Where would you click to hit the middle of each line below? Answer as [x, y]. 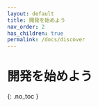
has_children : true [35, 33]
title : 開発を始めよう [36, 20]
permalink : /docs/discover [46, 40]
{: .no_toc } [23, 97]
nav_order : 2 [26, 27]
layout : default [31, 14]
